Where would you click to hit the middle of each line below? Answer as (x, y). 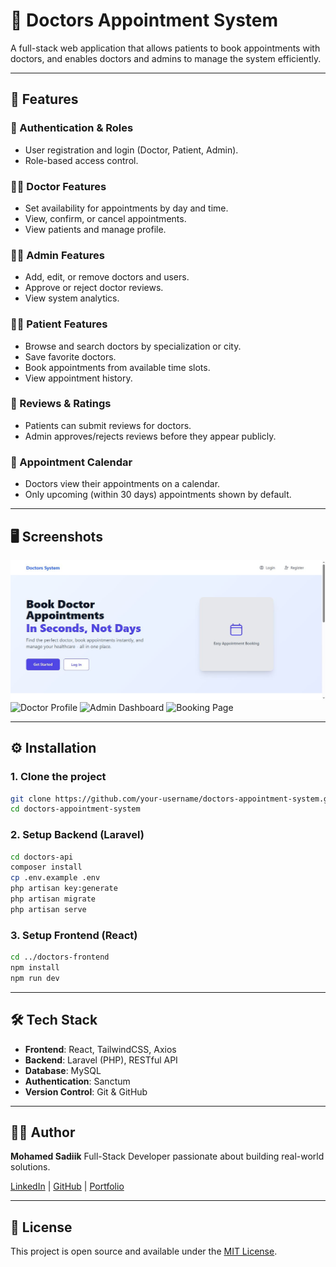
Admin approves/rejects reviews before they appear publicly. (150, 436)
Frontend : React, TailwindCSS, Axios (100, 1049)
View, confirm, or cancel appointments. (105, 218)
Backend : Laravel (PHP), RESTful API (101, 1060)
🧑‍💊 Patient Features (59, 324)
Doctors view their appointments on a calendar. (122, 484)
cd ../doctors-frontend (60, 957)
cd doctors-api (42, 857)
